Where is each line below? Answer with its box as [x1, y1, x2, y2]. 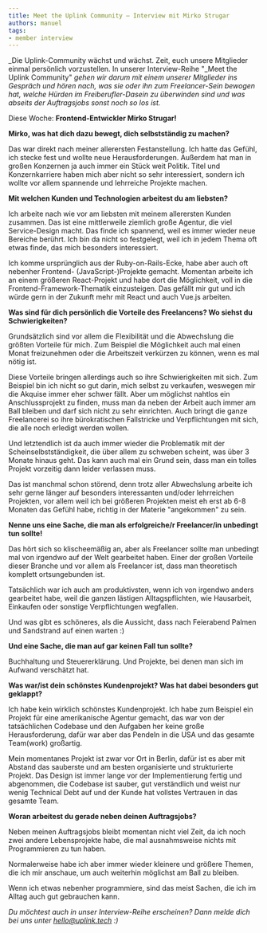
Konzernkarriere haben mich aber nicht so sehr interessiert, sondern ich [8, 170, 245, 179]
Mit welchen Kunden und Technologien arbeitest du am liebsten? [8, 194, 229, 203]
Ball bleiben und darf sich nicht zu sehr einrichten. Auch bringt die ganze [8, 406, 248, 416]
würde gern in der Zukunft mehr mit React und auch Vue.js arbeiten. [8, 292, 233, 302]
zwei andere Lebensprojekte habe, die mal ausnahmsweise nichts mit [8, 836, 237, 845]
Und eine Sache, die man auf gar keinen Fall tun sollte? [8, 641, 193, 651]
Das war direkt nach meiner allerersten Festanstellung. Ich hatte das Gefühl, [8, 144, 257, 154]
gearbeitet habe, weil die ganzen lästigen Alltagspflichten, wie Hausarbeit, [8, 594, 253, 603]
